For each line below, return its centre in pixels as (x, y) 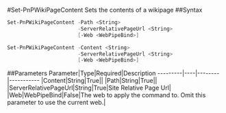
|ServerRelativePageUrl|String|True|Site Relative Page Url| (89, 88)
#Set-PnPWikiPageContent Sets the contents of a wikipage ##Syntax (105, 10)
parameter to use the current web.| (56, 103)
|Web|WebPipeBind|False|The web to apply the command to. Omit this (106, 95)
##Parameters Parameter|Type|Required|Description (81, 73)
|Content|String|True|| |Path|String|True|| (99, 81)
